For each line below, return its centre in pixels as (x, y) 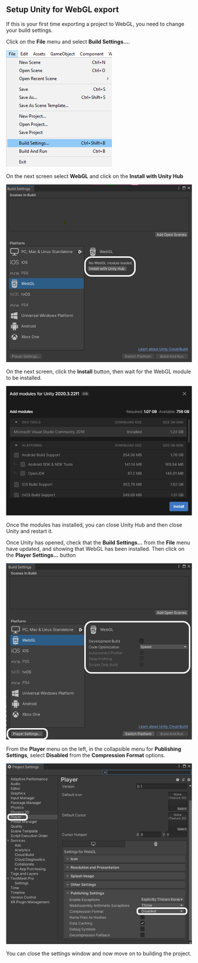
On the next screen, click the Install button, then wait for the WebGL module (99, 372)
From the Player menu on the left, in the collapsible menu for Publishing (94, 749)
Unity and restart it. (29, 531)
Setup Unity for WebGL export (62, 10)
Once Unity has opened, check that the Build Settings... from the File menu (98, 543)
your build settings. (29, 30)
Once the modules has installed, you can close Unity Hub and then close (94, 525)
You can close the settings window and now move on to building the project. (99, 954)
